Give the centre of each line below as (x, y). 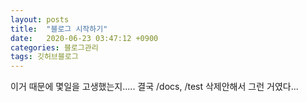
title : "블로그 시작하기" (59, 29)
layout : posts (40, 19)
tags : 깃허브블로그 (44, 57)
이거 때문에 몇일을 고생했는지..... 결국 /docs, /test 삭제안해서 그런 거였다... (154, 87)
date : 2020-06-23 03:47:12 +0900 (84, 38)
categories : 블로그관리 (54, 47)
